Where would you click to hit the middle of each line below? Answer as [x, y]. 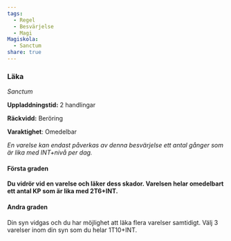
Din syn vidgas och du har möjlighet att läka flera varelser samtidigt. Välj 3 [113, 222]
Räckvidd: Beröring [35, 118]
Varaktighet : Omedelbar [42, 132]
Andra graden [28, 207]
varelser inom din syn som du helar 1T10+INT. [72, 230]
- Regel [25, 20]
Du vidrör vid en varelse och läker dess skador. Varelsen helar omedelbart [115, 184]
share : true [24, 53]
